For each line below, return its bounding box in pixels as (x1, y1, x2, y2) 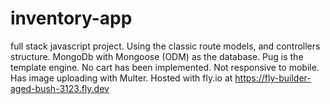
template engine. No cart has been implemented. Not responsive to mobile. (10, 61, 320, 73)
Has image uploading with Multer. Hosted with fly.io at (10, 72, 233, 84)
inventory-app (10, 7, 133, 30)
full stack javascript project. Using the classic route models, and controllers (10, 40, 321, 52)
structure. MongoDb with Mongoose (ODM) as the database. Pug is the (10, 50, 304, 62)
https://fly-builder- (234, 72, 312, 84)
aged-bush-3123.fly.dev (10, 82, 110, 94)
